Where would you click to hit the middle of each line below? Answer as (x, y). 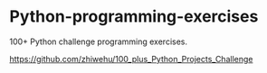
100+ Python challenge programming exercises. (99, 41)
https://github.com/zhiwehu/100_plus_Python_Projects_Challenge (131, 59)
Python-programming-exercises (134, 17)
